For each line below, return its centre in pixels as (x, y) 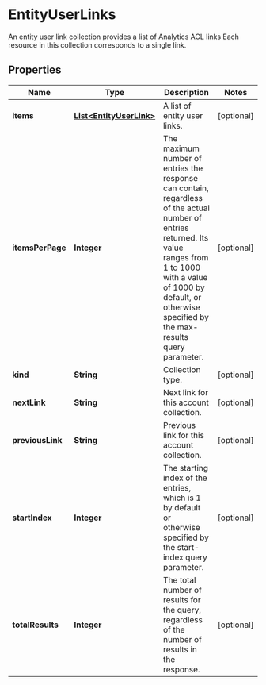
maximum (181, 148)
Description (186, 92)
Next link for (185, 392)
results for (182, 599)
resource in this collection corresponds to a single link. (97, 44)
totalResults (36, 625)
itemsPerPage (39, 248)
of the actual (186, 208)
